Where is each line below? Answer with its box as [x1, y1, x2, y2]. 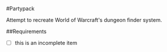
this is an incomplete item [14, 40, 78, 46]
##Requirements [6, 28, 47, 35]
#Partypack [6, 5, 35, 12]
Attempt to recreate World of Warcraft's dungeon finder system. [6, 17, 162, 23]
